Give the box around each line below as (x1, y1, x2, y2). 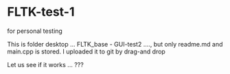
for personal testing (7, 27, 63, 35)
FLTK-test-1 (7, 4, 75, 20)
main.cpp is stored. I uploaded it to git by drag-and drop (7, 47, 166, 56)
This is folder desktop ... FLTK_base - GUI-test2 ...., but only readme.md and (7, 40, 223, 48)
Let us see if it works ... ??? (7, 60, 84, 69)
